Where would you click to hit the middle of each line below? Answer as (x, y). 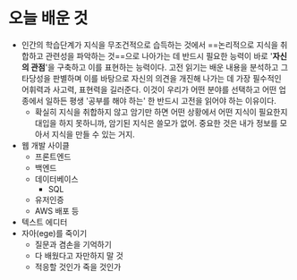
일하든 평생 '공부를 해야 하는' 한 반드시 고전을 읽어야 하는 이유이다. (161, 100)
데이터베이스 (56, 179)
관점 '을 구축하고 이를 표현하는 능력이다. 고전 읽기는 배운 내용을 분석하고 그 (159, 67)
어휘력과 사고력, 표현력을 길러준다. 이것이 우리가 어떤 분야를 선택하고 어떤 (149, 89)
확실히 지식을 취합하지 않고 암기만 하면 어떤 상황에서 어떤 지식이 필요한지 (161, 112)
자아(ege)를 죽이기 (54, 233)
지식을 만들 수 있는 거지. (93, 134)
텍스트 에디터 (44, 222)
